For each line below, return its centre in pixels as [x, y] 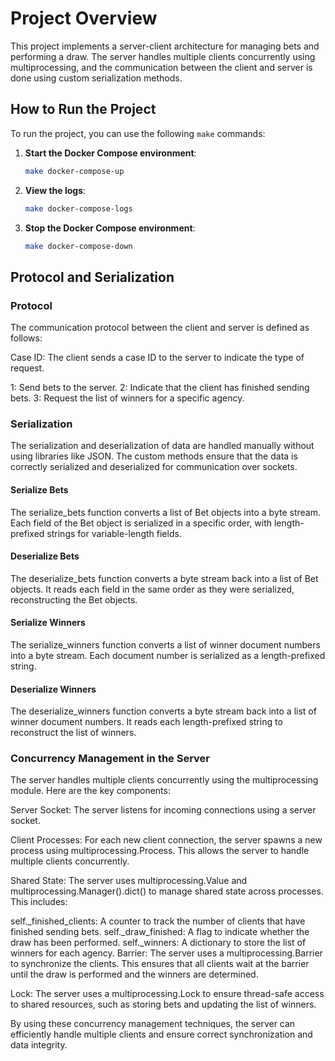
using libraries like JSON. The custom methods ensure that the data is [154, 456]
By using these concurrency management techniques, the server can [153, 1024]
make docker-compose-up [74, 171]
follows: [26, 338]
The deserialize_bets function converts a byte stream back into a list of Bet [164, 578]
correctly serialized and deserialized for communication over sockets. [154, 467]
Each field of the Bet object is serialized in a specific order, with [141, 523]
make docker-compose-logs [78, 208]
